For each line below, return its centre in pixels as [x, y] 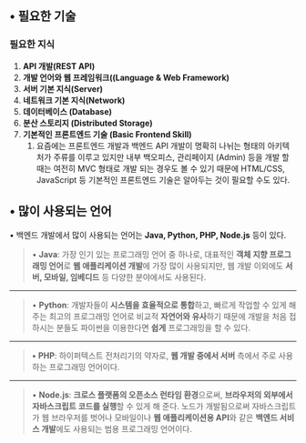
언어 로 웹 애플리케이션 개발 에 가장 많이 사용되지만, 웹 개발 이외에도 [166, 266]
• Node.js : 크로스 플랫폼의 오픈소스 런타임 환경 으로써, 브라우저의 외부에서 [162, 395]
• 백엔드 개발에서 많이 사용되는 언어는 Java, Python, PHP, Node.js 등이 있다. [148, 235]
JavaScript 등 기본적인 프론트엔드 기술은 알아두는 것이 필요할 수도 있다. [163, 179]
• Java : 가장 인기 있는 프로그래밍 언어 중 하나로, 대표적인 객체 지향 [149, 254]
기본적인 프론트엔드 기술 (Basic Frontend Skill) [107, 134]
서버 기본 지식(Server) [62, 88]
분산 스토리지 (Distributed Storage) [87, 123]
